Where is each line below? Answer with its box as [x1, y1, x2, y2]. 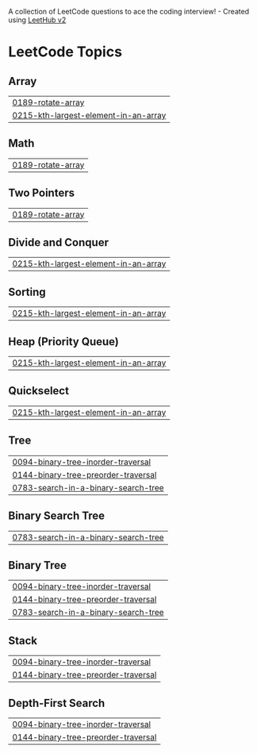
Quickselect [8, 384, 70, 398]
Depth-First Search [8, 696, 105, 709]
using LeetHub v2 [8, 15, 67, 25]
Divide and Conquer [8, 236, 109, 249]
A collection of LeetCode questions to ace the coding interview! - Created [8, 7, 250, 16]
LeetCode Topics [8, 43, 123, 61]
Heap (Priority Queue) [8, 335, 119, 348]
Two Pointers [8, 186, 75, 200]
